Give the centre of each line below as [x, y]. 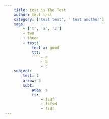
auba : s [40, 90]
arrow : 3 [32, 81]
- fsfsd [49, 104]
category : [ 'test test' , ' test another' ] [59, 19]
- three [31, 38]
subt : [29, 85]
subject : [23, 71]
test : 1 [31, 76]
